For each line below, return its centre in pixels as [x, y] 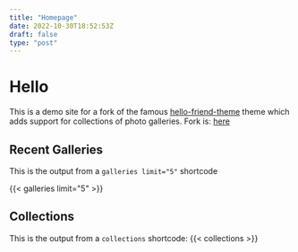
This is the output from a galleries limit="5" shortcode [114, 171]
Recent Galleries [56, 149]
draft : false [34, 34]
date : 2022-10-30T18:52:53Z [62, 26]
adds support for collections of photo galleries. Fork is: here [120, 121]
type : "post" [34, 43]
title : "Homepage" [43, 17]
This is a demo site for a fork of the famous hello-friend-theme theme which [149, 112]
